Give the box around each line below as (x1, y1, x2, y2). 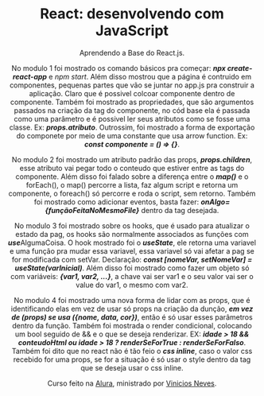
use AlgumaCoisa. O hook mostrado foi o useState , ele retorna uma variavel (7, 238, 257, 247)
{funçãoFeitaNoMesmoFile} (45, 205, 140, 215)
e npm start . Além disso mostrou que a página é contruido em (49, 72, 251, 81)
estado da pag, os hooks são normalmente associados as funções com (15, 229, 249, 239)
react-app (13, 72, 48, 81)
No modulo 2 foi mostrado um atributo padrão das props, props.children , (11, 154, 253, 164)
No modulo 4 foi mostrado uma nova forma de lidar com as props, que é (14, 295, 250, 305)
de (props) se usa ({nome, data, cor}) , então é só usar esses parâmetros (11, 312, 253, 322)
